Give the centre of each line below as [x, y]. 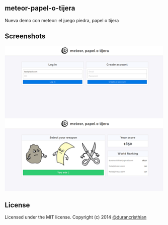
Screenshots [25, 36]
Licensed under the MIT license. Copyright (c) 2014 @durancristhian [76, 217]
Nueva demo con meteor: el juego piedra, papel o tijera [62, 20]
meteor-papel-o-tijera [40, 8]
